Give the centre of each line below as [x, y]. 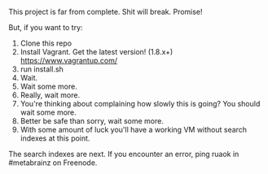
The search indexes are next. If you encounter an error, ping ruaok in [124, 154]
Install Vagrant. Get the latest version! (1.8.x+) [97, 52]
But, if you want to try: [46, 27]
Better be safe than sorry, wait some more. [92, 121]
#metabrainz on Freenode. [53, 163]
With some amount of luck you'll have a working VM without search [133, 130]
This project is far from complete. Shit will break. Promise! [105, 12]
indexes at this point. [55, 138]
